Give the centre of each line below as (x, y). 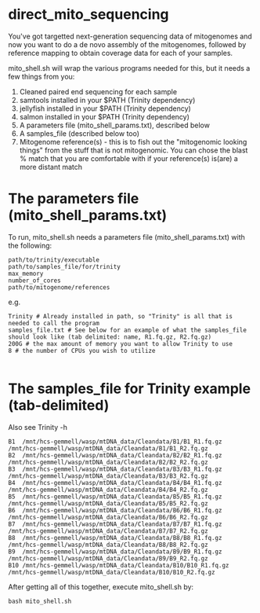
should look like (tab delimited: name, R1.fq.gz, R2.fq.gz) (110, 337)
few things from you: (42, 76)
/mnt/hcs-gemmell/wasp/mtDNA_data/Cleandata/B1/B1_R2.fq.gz (108, 448)
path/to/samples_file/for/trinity (65, 266)
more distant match (51, 167)
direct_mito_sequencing (89, 15)
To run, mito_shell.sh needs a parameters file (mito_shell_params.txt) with (126, 237)
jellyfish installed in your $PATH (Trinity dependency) (105, 108)
